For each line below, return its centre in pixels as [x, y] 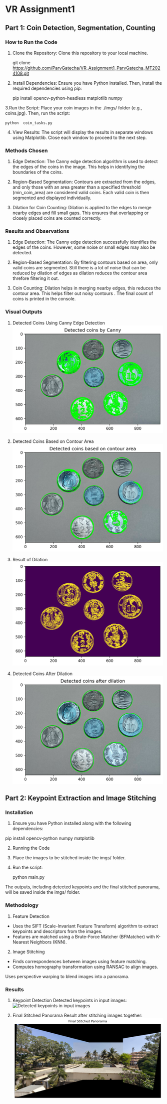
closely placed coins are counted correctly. [57, 218]
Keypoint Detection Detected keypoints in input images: [69, 1000]
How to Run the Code [31, 42]
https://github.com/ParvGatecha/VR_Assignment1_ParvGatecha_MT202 [86, 68]
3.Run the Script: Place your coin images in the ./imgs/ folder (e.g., [74, 108]
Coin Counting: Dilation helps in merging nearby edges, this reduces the [86, 288]
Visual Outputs [24, 312]
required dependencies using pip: [47, 88]
